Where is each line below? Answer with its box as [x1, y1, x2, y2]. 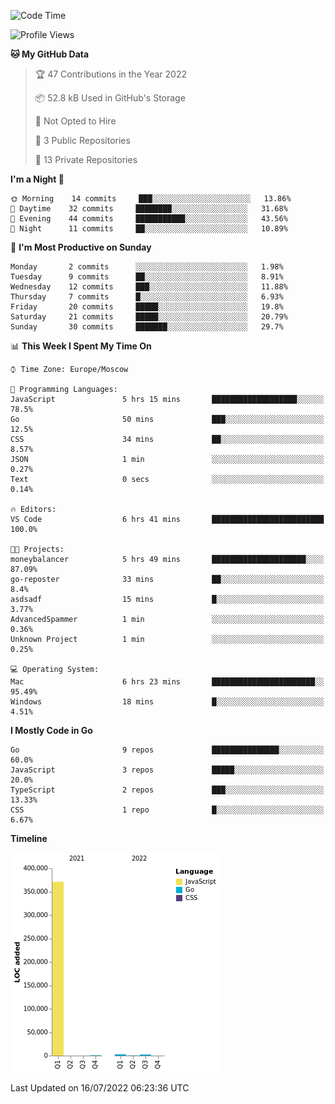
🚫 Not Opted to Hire [34, 115, 117, 127]
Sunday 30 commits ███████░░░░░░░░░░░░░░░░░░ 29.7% [10, 322, 284, 332]
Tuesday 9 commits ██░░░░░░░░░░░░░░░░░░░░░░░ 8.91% [10, 272, 284, 282]
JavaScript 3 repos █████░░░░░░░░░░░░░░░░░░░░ [10, 765, 325, 775]
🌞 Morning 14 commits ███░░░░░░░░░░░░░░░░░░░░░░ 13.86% [10, 194, 292, 204]
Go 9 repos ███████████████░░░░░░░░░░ [10, 745, 325, 755]
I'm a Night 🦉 [10, 173, 65, 185]
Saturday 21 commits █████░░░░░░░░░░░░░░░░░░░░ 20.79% [10, 312, 288, 322]
